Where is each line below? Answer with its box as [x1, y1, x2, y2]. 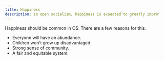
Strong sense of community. [12, 45, 69, 51]
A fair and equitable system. [12, 50, 69, 56]
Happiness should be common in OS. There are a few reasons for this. [5, 25, 146, 31]
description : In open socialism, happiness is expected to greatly [5, 12, 145, 17]
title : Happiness [5, 7, 41, 12]
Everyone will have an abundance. [12, 35, 82, 41]
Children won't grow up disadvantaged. [12, 40, 92, 45]
